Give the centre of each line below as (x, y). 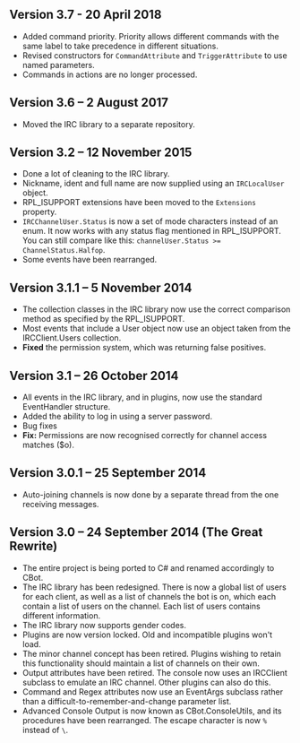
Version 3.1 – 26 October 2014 (94, 376)
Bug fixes (40, 426)
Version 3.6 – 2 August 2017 (89, 103)
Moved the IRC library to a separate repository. (108, 124)
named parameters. (59, 65)
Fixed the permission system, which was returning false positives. (144, 348)
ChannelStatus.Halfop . (64, 250)
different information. (61, 615)
